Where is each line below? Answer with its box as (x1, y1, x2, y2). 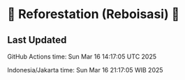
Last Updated (7, 34, 67, 46)
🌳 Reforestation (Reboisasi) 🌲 (7, 6, 180, 22)
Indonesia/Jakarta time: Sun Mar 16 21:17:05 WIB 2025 (7, 66, 163, 74)
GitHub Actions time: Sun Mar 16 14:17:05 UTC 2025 (7, 52, 157, 61)
